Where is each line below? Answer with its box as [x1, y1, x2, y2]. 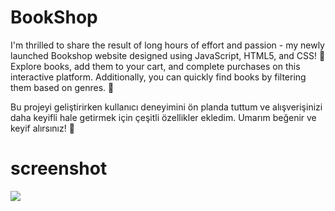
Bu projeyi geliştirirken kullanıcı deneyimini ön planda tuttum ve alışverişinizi [10, 101, 323, 113]
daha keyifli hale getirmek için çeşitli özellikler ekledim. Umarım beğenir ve [10, 111, 317, 123]
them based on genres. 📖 [10, 81, 115, 93]
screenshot [10, 157, 108, 180]
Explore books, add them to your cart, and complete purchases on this [10, 60, 301, 72]
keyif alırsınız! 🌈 [10, 122, 75, 134]
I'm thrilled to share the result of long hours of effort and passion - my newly [10, 39, 325, 51]
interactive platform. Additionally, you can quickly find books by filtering [10, 71, 307, 83]
